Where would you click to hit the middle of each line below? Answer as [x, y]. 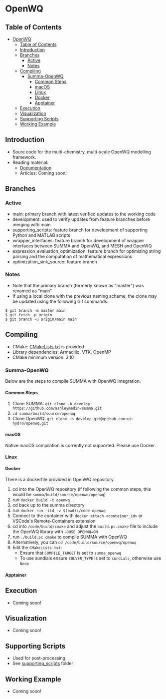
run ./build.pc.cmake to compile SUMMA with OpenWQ [70, 537]
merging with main [31, 224]
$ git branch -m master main [35, 310]
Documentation [36, 167]
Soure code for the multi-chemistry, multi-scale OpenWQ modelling [82, 152]
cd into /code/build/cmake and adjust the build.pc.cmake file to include [85, 526]
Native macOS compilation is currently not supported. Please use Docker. [81, 446]
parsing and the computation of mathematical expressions [72, 256]
